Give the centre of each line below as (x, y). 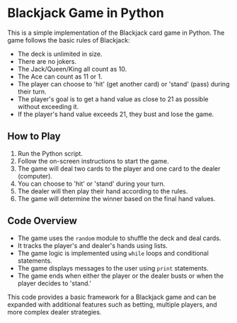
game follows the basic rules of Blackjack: (69, 40)
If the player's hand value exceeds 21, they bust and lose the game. (116, 114)
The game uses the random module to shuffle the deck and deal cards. (119, 238)
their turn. (32, 91)
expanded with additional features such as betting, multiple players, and (112, 304)
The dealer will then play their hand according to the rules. (103, 191)
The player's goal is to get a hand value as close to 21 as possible (113, 99)
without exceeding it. (48, 106)
